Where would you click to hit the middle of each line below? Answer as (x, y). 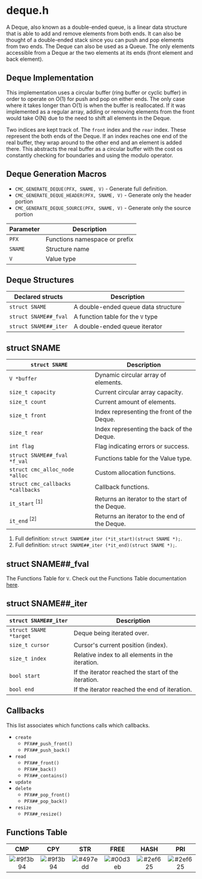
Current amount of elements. (135, 402)
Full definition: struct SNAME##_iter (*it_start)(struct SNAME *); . (98, 539)
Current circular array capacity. (139, 393)
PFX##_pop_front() (47, 795)
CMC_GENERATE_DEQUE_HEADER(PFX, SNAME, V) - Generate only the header (103, 195)
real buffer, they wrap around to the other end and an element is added (94, 142)
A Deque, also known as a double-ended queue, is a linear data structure (97, 27)
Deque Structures (40, 280)
